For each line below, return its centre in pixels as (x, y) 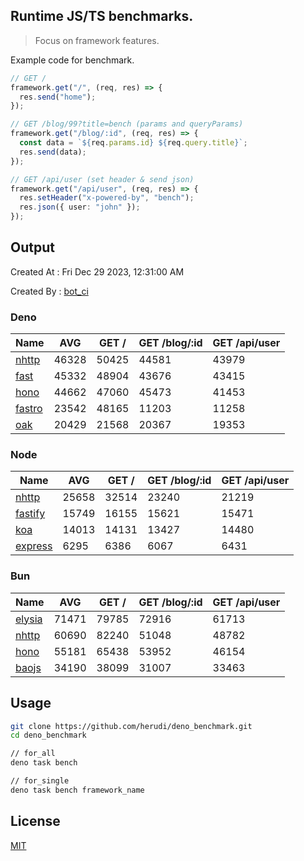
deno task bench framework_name (77, 790)
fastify (30, 514)
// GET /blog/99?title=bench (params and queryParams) (127, 124)
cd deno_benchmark (48, 735)
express (34, 546)
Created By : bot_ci (49, 291)
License (35, 821)
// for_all (33, 754)
